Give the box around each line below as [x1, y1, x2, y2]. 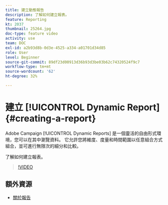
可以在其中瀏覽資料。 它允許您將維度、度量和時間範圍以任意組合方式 [18, 136, 163, 142]
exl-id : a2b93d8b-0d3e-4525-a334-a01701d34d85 [5, 45, 106, 50]
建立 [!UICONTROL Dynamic [5, 102, 126, 113]
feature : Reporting [5, 17, 47, 22]
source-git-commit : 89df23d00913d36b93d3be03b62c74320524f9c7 [5, 60, 140, 65]
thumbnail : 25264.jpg [5, 26, 51, 32]
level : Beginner [5, 54, 40, 60]
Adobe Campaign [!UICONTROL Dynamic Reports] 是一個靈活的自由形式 [5, 130, 157, 136]
